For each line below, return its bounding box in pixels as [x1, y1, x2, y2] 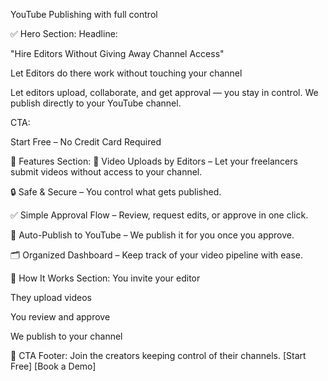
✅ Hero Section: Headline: [10, 28, 118, 39]
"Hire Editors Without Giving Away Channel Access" [10, 48, 225, 59]
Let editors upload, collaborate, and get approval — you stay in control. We [10, 87, 319, 98]
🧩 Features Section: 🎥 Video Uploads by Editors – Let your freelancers [10, 155, 298, 167]
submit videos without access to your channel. [10, 166, 203, 178]
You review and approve [10, 311, 111, 323]
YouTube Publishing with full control [10, 9, 158, 20]
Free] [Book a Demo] [10, 360, 97, 372]
